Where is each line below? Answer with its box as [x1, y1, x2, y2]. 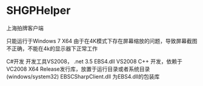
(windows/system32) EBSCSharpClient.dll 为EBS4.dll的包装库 [6, 73, 160, 80]
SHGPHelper [6, 4, 71, 18]
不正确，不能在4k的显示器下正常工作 [6, 45, 98, 52]
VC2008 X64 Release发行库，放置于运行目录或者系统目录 [6, 65, 150, 73]
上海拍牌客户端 [6, 24, 44, 31]
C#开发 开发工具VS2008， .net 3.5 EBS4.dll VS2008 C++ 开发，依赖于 [6, 58, 183, 65]
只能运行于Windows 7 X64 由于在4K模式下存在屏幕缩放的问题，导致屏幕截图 [6, 37, 198, 44]
